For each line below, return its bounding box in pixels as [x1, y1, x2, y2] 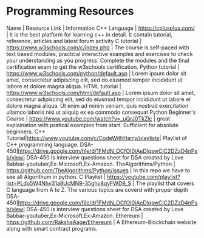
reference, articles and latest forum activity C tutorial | [6, 37, 141, 44]
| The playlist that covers [132, 180, 194, 187]
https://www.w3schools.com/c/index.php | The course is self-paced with [6, 44, 189, 51]
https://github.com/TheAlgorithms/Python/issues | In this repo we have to [6, 166, 190, 174]
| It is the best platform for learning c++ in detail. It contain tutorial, [6, 30, 173, 38]
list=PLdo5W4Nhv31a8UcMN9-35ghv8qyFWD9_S [6, 180, 132, 187]
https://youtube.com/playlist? [107, 173, 180, 180]
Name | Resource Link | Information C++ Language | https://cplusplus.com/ [6, 24, 195, 32]
